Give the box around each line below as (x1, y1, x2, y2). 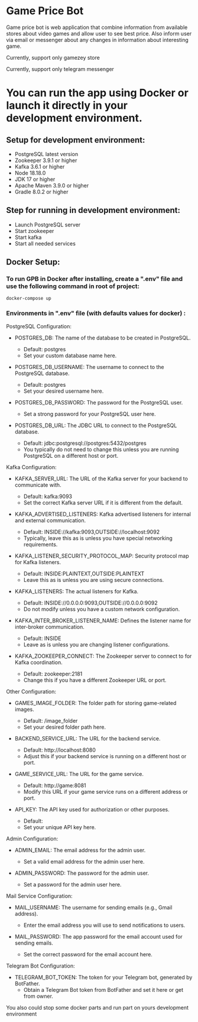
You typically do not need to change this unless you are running (23, 445, 179, 453)
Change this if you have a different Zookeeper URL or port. (23, 676, 167, 684)
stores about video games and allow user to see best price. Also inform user (6, 30, 192, 37)
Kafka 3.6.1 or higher (14, 163, 65, 170)
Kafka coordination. (14, 658, 63, 666)
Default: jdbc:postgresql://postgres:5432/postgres (23, 439, 147, 447)
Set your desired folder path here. (23, 723, 106, 730)
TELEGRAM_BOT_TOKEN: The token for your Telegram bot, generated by (14, 974, 193, 981)
